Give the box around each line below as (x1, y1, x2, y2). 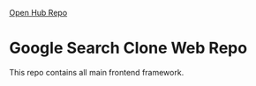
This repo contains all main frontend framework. (9, 67, 184, 77)
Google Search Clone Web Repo (9, 39, 248, 58)
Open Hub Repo (9, 8, 68, 18)
